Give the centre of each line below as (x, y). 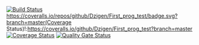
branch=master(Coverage (39, 22)
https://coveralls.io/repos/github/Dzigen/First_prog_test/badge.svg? (92, 16)
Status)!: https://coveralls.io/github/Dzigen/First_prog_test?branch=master (99, 29)
